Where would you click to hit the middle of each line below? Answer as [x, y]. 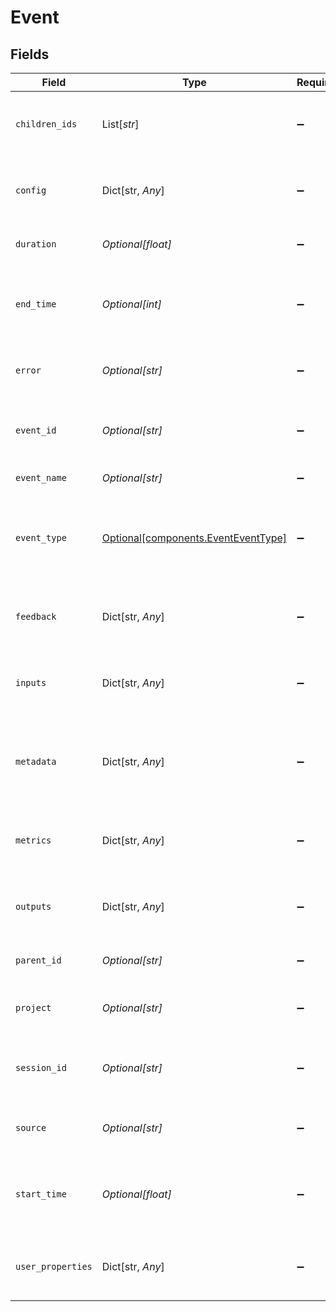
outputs [33, 906]
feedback [36, 616]
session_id [41, 1067]
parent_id [38, 960]
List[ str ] [120, 124]
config [31, 190]
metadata [36, 761]
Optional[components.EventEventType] [194, 538]
